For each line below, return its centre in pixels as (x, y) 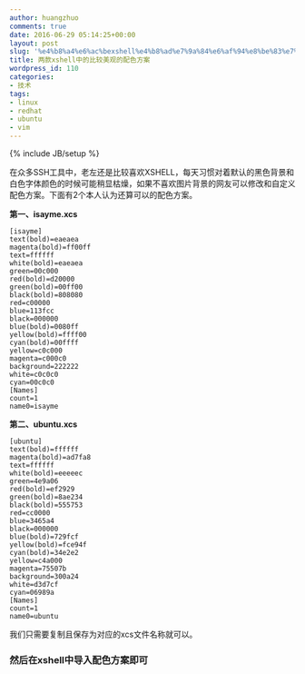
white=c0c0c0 (34, 374)
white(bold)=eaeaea (46, 263)
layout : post (34, 43)
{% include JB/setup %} (54, 154)
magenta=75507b (38, 569)
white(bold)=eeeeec (46, 473)
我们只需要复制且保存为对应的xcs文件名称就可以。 (103, 634)
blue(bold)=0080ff (44, 327)
